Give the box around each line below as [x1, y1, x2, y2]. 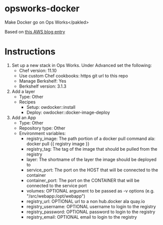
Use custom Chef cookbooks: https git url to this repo [19, 72, 129, 79]
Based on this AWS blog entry [4, 29, 65, 34]
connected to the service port [26, 183, 87, 189]
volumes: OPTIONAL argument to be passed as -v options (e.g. [26, 188, 155, 193]
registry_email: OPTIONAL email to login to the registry [26, 214, 137, 220]
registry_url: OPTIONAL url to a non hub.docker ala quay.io [26, 198, 145, 204]
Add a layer [11, 88, 35, 94]
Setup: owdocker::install [26, 104, 76, 110]
